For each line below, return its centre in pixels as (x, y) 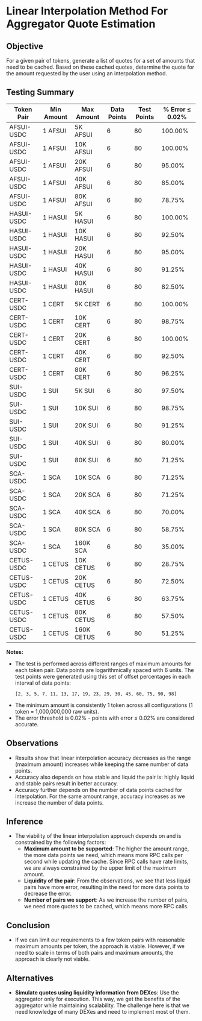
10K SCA (87, 477)
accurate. (27, 724)
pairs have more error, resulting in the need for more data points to (106, 887)
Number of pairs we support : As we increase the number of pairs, (106, 900)
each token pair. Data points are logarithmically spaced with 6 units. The (104, 670)
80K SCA (87, 529)
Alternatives (30, 978)
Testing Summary (40, 93)
